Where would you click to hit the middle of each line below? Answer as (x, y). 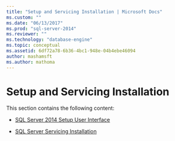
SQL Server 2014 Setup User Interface (62, 120)
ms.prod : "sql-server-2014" (41, 28)
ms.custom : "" (24, 17)
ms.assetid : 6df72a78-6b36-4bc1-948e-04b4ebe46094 (71, 51)
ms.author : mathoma (31, 62)
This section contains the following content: (60, 108)
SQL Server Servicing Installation (56, 131)
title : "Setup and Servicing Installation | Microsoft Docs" (84, 12)
